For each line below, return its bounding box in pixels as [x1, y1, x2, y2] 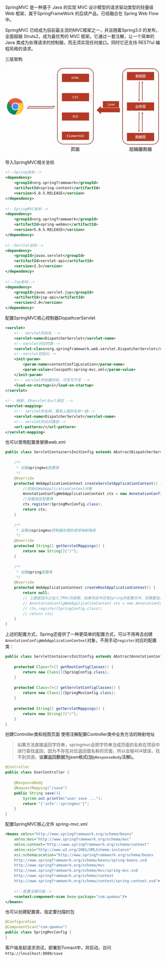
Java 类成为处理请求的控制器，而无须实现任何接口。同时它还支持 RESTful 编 [5, 40, 161, 45]
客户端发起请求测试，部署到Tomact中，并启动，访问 [5, 944, 112, 950]
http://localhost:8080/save [5, 951, 63, 956]
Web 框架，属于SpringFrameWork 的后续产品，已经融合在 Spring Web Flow [5, 10, 159, 16]
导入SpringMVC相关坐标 [5, 160, 55, 166]
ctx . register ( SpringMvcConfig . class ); [23, 502, 103, 507]
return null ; [23, 590, 50, 595]
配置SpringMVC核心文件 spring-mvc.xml [5, 821, 88, 827]
